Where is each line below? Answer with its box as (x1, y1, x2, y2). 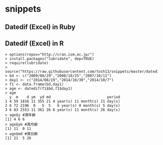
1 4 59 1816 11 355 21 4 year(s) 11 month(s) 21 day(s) (5, 99, 120, 104)
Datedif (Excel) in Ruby (5, 23, 76, 31)
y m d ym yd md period (9, 95, 120, 100)
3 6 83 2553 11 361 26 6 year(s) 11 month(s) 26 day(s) (5, 108, 120, 112)
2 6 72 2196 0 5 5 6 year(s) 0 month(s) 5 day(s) (5, 103, 120, 108)
